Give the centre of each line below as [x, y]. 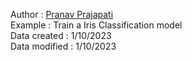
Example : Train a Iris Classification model [96, 25]
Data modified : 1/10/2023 [63, 46]
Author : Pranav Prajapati [62, 14]
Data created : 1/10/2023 [61, 35]
